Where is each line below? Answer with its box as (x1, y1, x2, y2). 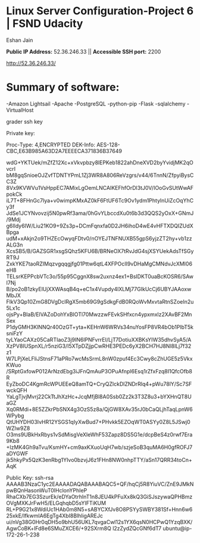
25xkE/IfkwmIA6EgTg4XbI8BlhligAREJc (6, 512, 103, 519)
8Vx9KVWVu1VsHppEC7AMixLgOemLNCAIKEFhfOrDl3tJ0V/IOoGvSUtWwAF (6, 184, 194, 191)
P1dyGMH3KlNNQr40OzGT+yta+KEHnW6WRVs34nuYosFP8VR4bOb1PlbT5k (6, 323, 194, 330)
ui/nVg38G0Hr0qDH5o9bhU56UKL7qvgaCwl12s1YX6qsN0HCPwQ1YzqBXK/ (6, 518, 193, 525)
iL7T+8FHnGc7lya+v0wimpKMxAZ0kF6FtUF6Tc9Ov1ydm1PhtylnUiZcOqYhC (6, 196, 194, 204)
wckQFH (6, 386, 28, 394)
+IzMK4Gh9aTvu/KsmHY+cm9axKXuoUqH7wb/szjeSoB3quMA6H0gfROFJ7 (6, 444, 193, 451)
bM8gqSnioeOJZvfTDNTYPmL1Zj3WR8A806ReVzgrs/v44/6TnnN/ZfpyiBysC (6, 171, 194, 179)
